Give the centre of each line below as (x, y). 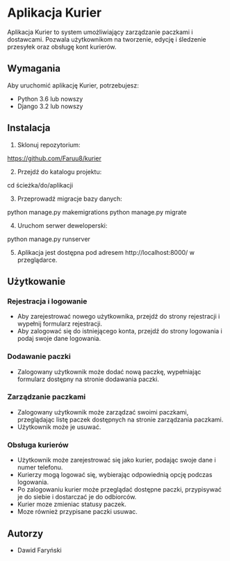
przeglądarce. (37, 260)
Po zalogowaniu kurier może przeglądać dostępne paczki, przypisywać (120, 489)
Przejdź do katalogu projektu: (59, 171)
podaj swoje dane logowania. (59, 339)
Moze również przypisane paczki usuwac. (77, 512)
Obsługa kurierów (38, 444)
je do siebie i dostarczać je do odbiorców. (77, 497)
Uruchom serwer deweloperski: (62, 225)
